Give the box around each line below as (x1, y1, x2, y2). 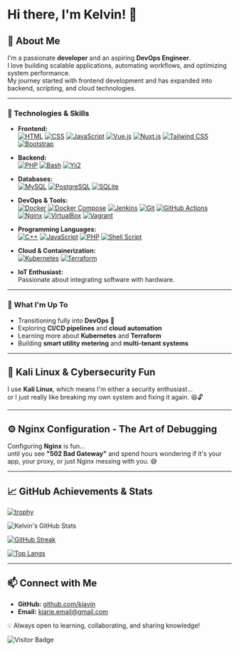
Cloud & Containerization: (17, 246, 96, 255)
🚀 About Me (7, 35, 60, 47)
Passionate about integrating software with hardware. (17, 276, 175, 284)
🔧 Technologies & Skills (7, 108, 90, 118)
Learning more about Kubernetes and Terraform (17, 331, 161, 340)
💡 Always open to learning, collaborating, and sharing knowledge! (7, 621, 201, 630)
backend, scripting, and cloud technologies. (7, 84, 137, 92)
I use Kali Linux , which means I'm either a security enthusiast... (7, 385, 193, 394)
